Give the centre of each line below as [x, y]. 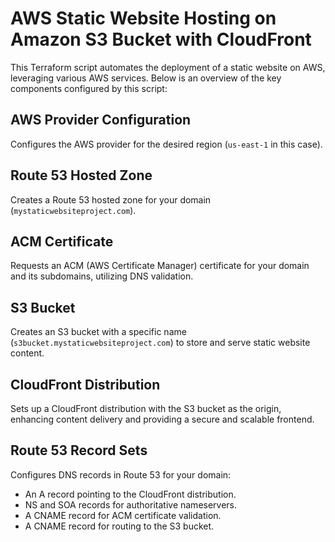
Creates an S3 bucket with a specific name [98, 332]
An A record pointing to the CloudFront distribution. [130, 494]
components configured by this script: [89, 88]
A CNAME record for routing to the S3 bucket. [119, 526]
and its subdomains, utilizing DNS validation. [102, 276]
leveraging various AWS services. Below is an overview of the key [146, 78]
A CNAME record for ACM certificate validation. [123, 515]
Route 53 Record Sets [79, 450]
